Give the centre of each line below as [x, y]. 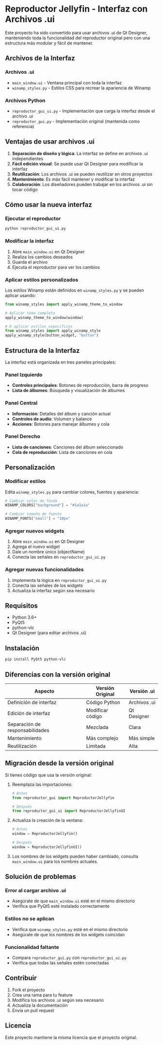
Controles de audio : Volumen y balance [52, 419]
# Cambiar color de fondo [31, 501]
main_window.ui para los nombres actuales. [55, 861]
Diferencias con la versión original [58, 674]
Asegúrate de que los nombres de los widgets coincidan [68, 934]
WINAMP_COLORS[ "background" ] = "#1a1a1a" [48, 505]
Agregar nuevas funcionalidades [44, 570]
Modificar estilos [25, 481]
